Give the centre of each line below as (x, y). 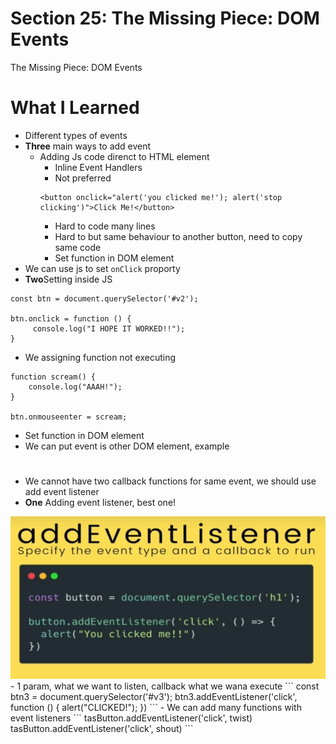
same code (78, 247)
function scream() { (53, 377)
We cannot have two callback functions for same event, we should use (170, 481)
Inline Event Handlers (98, 167)
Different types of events (76, 135)
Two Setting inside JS (68, 279)
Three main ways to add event (88, 146)
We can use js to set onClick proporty (102, 268)
